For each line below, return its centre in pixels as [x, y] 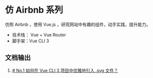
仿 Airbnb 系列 [34, 10]
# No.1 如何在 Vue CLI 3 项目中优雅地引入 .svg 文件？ [65, 70]
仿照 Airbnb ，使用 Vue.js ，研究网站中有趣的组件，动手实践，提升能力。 [78, 24]
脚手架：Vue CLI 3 [31, 41]
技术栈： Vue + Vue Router [39, 35]
